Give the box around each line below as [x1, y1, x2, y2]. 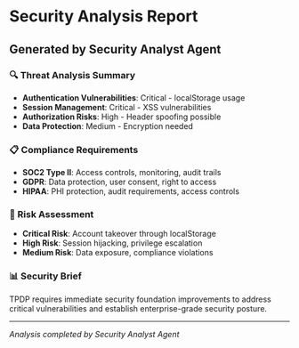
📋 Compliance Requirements [9, 143, 139, 156]
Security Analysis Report [9, 6, 198, 27]
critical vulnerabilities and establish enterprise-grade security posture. [9, 303, 268, 313]
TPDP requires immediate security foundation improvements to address [9, 294, 271, 304]
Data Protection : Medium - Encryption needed [21, 120, 194, 131]
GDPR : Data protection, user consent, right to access [21, 176, 217, 188]
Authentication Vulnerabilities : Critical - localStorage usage [21, 92, 246, 103]
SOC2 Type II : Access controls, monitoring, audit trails [21, 167, 222, 178]
